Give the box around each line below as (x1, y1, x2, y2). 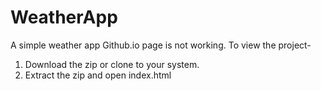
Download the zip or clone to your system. (24, 58, 200, 70)
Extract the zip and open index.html (24, 69, 172, 81)
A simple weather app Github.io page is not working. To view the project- (10, 39, 312, 51)
